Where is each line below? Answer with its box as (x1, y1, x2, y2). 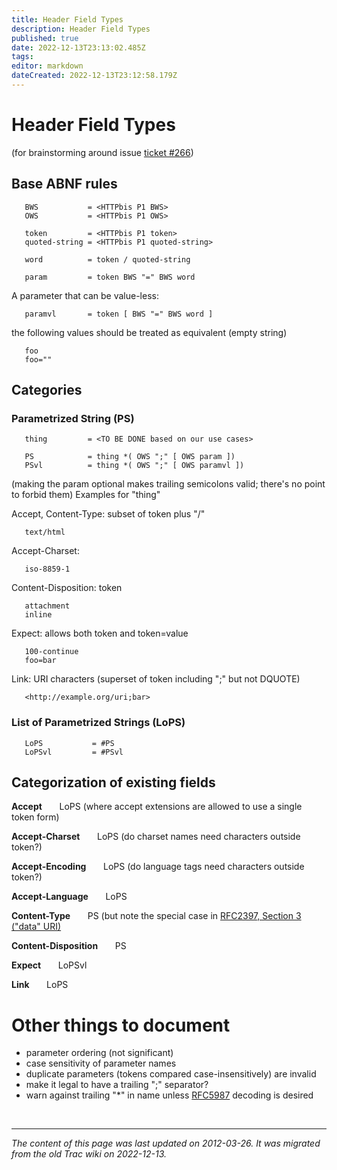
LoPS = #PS (24, 738, 115, 748)
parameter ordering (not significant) (25, 1047, 174, 1059)
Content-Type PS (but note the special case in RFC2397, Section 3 (11, 910, 302, 922)
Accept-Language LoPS (11, 891, 128, 903)
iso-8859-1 (24, 564, 71, 575)
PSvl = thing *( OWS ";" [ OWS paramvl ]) (24, 461, 245, 471)
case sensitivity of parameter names (25, 1057, 177, 1070)
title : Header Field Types (11, 14, 124, 25)
